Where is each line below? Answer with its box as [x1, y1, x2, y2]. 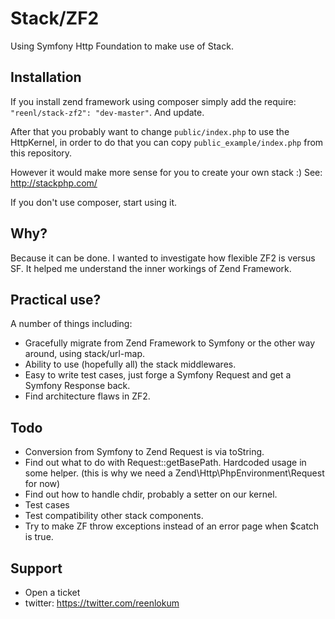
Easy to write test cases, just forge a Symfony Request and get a [24, 369, 292, 381]
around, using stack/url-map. [24, 348, 145, 360]
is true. [24, 531, 54, 543]
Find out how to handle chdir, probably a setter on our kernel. [24, 488, 278, 501]
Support [10, 560, 63, 577]
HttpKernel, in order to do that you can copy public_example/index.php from [10, 136, 324, 148]
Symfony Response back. [24, 380, 131, 392]
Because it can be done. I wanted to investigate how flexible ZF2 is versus [10, 252, 316, 264]
